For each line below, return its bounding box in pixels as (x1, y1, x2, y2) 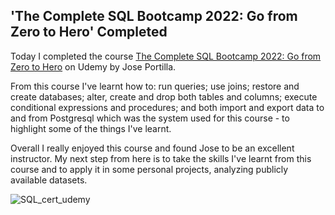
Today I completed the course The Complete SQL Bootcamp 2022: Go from (10, 50, 322, 62)
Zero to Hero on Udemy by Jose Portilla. (10, 60, 177, 73)
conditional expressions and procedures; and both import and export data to (10, 101, 325, 113)
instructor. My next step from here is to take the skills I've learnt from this (10, 152, 312, 164)
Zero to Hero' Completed (10, 24, 168, 41)
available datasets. (10, 174, 88, 186)
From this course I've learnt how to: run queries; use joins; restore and (10, 80, 300, 92)
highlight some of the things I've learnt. (10, 122, 172, 134)
